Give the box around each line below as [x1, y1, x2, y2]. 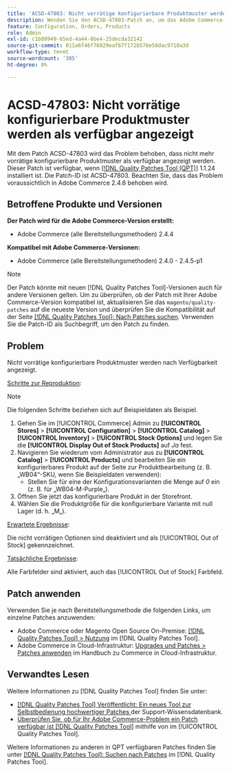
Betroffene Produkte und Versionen [7, 198, 163, 210]
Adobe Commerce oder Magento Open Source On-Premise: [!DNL [16, 627, 205, 635]
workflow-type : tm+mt [7, 49, 69, 56]
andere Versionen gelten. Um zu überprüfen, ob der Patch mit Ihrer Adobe [7, 291, 218, 299]
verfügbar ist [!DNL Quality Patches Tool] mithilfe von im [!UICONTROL [16, 722, 218, 731]
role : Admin [7, 29, 41, 37]
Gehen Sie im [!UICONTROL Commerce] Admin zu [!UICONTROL [16, 419, 201, 427]
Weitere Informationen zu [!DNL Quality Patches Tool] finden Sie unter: [7, 687, 208, 695]
